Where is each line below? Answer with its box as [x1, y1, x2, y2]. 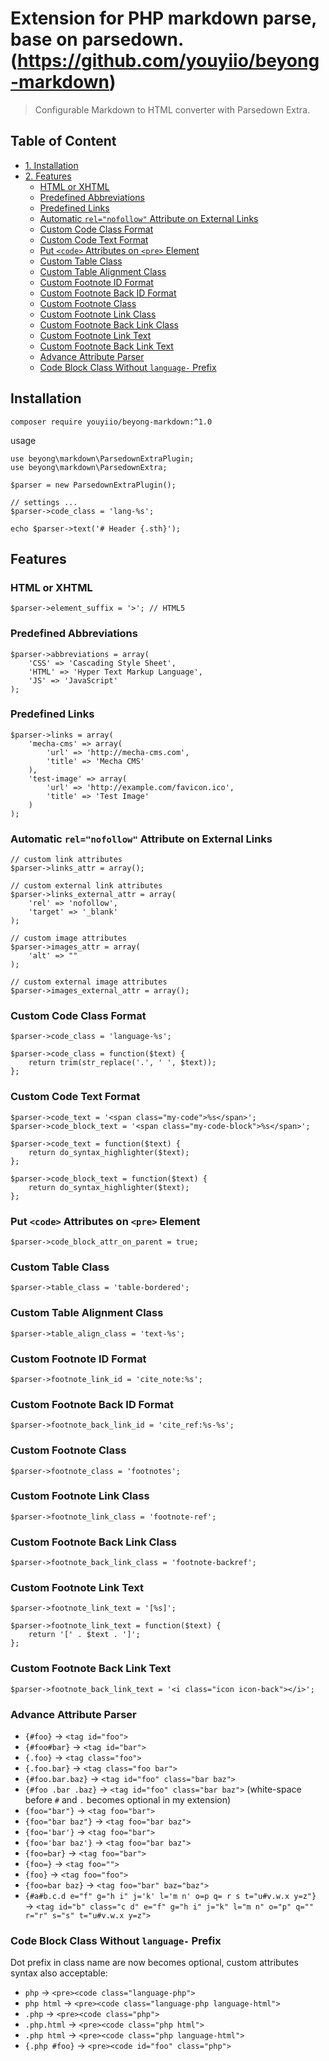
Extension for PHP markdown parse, [10, 7, 317, 30]
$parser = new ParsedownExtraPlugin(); [10, 480, 177, 490]
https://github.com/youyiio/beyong [17, 50, 320, 72]
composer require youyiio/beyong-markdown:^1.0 [10, 417, 213, 427]
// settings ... [10, 497, 78, 507]
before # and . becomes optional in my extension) [24, 1794, 232, 1806]
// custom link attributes [10, 855, 123, 865]
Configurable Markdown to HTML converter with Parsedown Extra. [34, 103, 311, 116]
